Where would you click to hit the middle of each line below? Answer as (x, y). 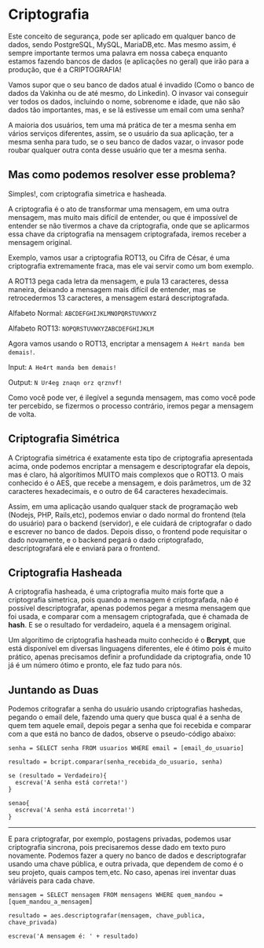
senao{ (19, 803)
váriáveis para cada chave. (52, 880)
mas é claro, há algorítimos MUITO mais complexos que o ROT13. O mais (126, 474)
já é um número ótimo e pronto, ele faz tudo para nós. (95, 665)
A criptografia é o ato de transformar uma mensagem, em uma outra (119, 209)
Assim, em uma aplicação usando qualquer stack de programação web (123, 506)
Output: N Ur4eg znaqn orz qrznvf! (65, 382)
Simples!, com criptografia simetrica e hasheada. (88, 193)
